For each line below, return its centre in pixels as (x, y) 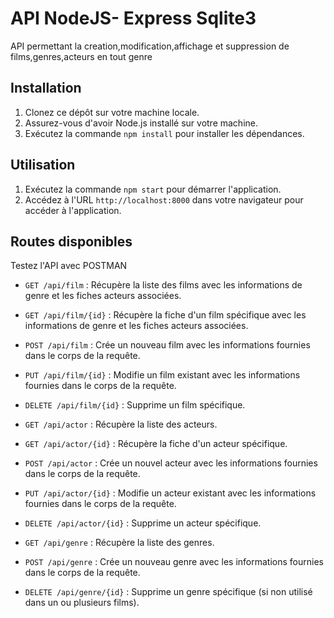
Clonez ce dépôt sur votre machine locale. (112, 112)
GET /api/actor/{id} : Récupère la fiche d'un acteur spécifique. (156, 444)
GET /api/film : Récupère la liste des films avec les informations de (163, 285)
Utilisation (43, 165)
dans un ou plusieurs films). (82, 603)
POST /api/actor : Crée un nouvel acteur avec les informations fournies (171, 463)
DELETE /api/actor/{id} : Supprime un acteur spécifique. (143, 523)
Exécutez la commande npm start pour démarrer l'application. (153, 189)
